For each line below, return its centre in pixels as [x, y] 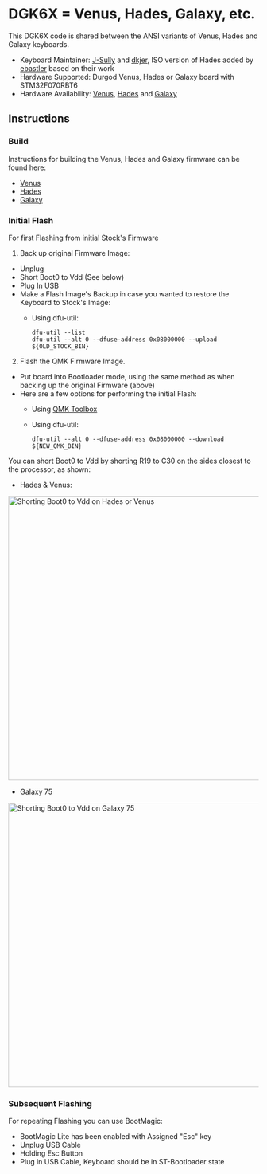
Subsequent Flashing [50, 1103]
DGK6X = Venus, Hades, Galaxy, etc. [132, 14]
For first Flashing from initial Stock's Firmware [83, 238]
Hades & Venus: [46, 485]
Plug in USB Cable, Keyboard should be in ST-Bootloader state [122, 1162]
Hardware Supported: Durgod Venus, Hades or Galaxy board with [127, 77]
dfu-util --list [58, 332]
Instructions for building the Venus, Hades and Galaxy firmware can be [124, 159]
